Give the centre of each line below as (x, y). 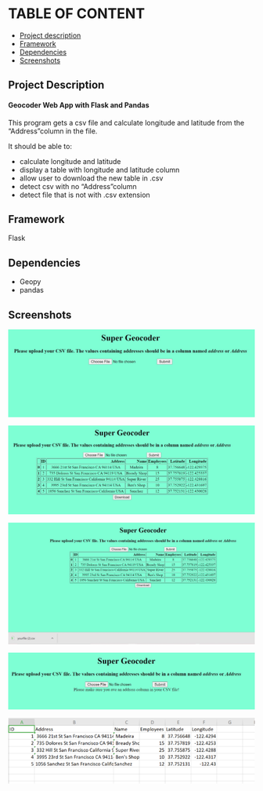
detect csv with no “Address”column (78, 186)
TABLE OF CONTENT (77, 14)
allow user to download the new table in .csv (91, 178)
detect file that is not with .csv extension (85, 195)
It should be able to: (40, 146)
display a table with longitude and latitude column (99, 169)
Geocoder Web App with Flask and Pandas (79, 105)
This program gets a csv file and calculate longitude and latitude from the (126, 122)
